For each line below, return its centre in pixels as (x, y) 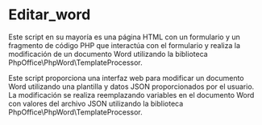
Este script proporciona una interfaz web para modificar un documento (126, 78)
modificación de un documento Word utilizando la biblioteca (108, 54)
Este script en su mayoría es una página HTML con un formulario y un (124, 37)
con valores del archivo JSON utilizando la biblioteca (96, 103)
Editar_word (50, 15)
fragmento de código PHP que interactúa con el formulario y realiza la (124, 45)
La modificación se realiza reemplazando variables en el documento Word (131, 95)
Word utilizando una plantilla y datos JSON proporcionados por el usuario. (131, 87)
